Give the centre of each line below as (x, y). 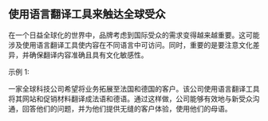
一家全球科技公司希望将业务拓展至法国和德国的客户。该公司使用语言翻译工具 (134, 88)
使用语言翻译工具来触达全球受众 (87, 14)
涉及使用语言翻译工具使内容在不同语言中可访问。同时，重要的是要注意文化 (130, 45)
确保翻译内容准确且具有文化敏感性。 (89, 55)
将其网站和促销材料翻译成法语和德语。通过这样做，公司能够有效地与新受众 (130, 99)
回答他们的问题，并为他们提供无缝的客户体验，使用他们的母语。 (127, 108)
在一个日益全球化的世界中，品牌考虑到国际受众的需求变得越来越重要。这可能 (134, 35)
